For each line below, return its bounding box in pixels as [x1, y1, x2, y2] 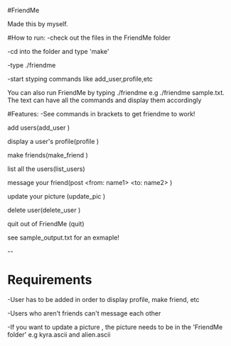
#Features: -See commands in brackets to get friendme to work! [7, 110, 195, 118]
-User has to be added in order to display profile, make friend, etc [7, 295, 200, 303]
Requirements [7, 272, 92, 288]
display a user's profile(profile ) [7, 138, 100, 145]
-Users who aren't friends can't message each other [7, 308, 161, 318]
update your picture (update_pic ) [7, 192, 106, 201]
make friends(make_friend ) [7, 151, 89, 159]
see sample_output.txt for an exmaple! [7, 233, 119, 242]
